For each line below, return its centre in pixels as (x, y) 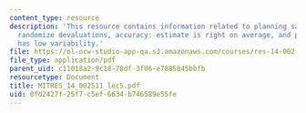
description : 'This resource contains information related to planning (148, 26)
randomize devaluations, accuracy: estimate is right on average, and (154, 35)
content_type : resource (55, 18)
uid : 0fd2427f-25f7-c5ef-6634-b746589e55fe (93, 94)
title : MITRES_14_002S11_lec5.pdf (75, 86)
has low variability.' (61, 43)
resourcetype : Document (55, 77)
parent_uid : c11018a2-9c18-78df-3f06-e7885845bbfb (107, 69)
